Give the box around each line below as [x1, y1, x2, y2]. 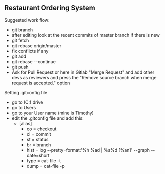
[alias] [19, 120, 32, 126]
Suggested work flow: [4, 17, 50, 23]
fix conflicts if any [11, 48, 49, 54]
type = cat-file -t [26, 157, 61, 164]
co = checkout [26, 126, 57, 132]
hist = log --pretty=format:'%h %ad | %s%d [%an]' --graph [26, 147, 150, 153]
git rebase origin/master [11, 42, 62, 49]
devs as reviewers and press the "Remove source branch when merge [11, 74, 157, 80]
